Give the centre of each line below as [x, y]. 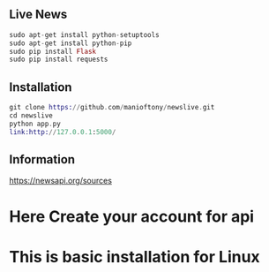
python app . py [35, 124]
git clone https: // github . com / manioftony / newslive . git [112, 108]
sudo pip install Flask [53, 51]
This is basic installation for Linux [134, 257]
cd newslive [31, 116]
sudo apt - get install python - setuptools [85, 34]
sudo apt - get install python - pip [71, 43]
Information [42, 159]
